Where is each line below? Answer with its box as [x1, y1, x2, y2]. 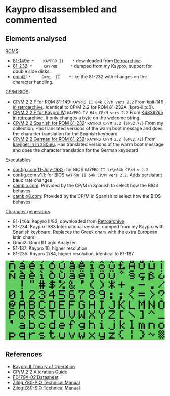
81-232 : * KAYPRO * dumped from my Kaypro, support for [12, 63, 152, 69]
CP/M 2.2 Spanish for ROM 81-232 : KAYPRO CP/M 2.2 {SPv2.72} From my [12, 120, 163, 126]
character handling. [12, 79, 54, 85]
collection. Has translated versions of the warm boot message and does [12, 125, 163, 131]
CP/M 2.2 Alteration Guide [12, 369, 68, 375]
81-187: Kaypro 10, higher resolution [12, 245, 88, 251]
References [5, 350, 42, 359]
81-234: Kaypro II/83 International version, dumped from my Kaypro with [12, 224, 164, 229]
